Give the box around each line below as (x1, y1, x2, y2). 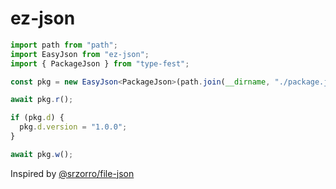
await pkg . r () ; (10, 95, 74, 105)
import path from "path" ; (10, 40, 118, 50)
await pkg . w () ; (10, 149, 74, 159)
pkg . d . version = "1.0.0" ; (19, 122, 128, 132)
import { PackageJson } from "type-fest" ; (10, 58, 190, 69)
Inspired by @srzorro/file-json (10, 167, 135, 179)
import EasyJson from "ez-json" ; (10, 49, 150, 59)
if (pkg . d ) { (10, 113, 65, 123)
